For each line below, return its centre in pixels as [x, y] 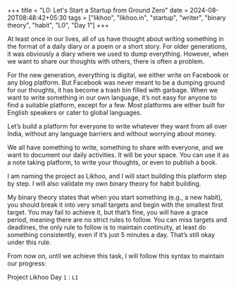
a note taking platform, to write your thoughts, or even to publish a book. [112, 162]
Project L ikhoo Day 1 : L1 [43, 277]
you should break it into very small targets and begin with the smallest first [115, 205]
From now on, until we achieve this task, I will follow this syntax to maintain [116, 256]
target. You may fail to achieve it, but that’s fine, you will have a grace [108, 212]
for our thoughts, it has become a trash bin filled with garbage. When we [113, 90]
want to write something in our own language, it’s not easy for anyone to [112, 97]
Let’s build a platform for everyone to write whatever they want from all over [117, 126]
